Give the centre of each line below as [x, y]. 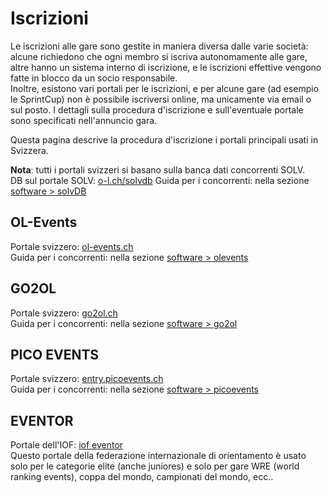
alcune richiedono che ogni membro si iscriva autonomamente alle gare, [159, 56]
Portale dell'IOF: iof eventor [67, 445]
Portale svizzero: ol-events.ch [72, 246]
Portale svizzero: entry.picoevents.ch [87, 379]
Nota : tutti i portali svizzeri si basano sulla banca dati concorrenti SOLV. [158, 169]
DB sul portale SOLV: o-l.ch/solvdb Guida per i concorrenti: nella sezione [160, 180]
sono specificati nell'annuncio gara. [84, 120]
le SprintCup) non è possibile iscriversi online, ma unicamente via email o [161, 99]
